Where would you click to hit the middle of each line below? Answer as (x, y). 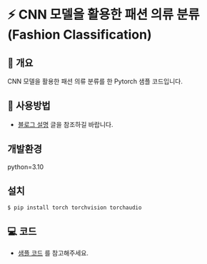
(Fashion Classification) (80, 35)
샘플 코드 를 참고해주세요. (53, 253)
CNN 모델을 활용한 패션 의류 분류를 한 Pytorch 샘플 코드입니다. (95, 81)
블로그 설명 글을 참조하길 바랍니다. (65, 124)
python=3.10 (26, 167)
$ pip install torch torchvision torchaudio (75, 208)
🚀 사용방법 (29, 106)
